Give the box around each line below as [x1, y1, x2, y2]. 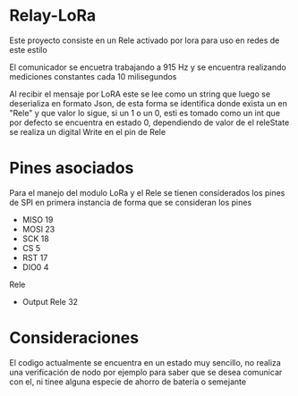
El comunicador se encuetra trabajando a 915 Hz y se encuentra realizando [9, 62, 286, 72]
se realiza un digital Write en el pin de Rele [9, 126, 166, 137]
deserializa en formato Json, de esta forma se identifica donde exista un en [9, 97, 288, 108]
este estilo [9, 44, 47, 55]
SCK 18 [21, 233, 49, 244]
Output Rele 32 [21, 296, 79, 307]
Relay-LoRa [9, 5, 97, 26]
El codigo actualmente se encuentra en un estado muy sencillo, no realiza [9, 357, 282, 367]
